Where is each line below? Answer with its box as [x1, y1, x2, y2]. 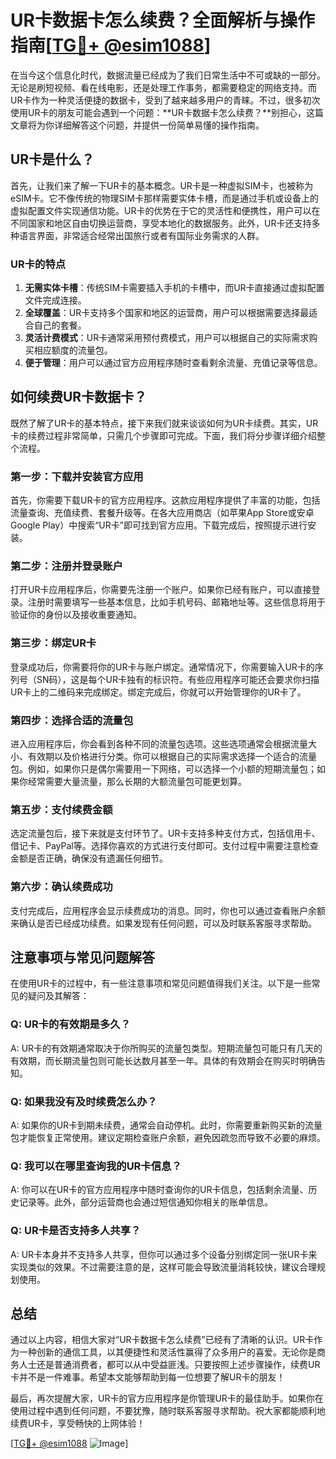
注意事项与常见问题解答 [10, 949, 155, 966]
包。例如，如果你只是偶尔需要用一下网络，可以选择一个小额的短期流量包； [10, 763, 317, 775]
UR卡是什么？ [10, 151, 95, 168]
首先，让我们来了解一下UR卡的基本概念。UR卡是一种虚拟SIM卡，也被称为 [10, 179, 314, 191]
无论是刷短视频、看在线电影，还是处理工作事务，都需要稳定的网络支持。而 [10, 81, 317, 93]
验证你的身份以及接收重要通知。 [10, 609, 142, 621]
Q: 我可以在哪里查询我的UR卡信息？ [10, 1159, 182, 1173]
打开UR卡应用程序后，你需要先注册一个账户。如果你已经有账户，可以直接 [10, 584, 312, 596]
